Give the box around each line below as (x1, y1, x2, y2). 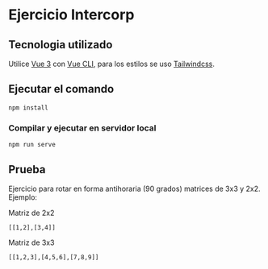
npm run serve (8, 141, 57, 149)
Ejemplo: (8, 192, 38, 202)
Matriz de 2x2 (8, 208, 55, 217)
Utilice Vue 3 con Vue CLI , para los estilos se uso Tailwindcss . (8, 59, 216, 68)
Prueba (8, 163, 46, 176)
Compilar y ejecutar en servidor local (8, 122, 157, 134)
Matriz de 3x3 (8, 238, 55, 247)
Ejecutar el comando (8, 82, 115, 96)
